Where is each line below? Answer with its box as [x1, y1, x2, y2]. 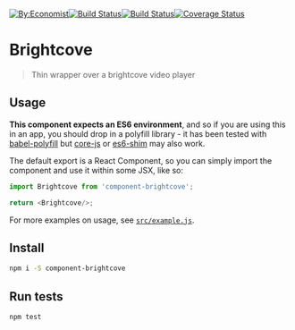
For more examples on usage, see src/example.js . [9, 215, 195, 225]
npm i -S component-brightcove [9, 264, 126, 273]
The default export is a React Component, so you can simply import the [9, 155, 273, 165]
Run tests [9, 289, 63, 304]
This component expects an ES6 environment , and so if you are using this [9, 119, 286, 130]
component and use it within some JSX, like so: [9, 165, 184, 175]
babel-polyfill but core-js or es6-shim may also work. [9, 138, 206, 148]
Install [9, 240, 45, 255]
